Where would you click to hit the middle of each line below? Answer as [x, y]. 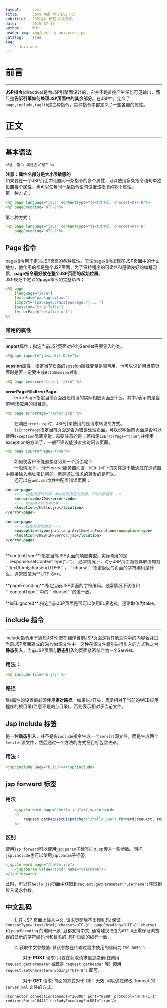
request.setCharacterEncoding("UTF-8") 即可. [52, 970]
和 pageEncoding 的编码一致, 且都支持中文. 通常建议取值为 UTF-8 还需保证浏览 [83, 931]
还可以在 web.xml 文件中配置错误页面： [53, 480]
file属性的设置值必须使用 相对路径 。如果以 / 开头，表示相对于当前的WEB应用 [82, 700]
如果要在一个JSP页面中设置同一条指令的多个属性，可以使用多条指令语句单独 [83, 181]
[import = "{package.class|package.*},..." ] [59, 303]
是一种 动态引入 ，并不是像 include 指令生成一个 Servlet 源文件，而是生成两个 [82, 736]
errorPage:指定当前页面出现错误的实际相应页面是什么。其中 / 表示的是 [85, 397]
